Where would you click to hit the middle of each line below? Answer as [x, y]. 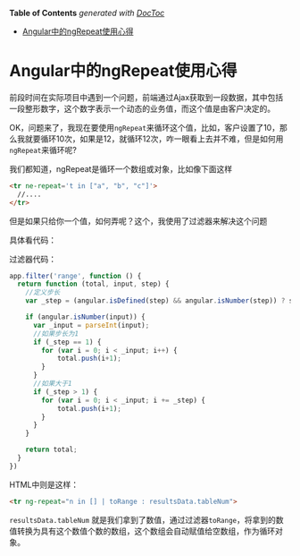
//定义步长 [43, 293]
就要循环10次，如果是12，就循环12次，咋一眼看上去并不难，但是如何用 [154, 139]
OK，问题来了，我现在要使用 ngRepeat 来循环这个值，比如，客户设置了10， [144, 127]
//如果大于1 [52, 384]
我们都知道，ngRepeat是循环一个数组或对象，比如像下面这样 [121, 168]
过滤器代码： [33, 259]
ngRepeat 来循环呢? [43, 150]
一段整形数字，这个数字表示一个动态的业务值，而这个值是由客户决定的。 [142, 108]
